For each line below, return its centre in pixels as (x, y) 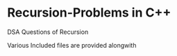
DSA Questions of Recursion (48, 32)
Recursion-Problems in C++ (89, 13)
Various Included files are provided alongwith (72, 45)
